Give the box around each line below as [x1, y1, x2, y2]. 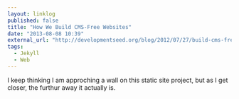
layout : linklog [7, 10, 55, 18]
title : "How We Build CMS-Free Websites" [7, 23, 132, 30]
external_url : [7, 37, 50, 44]
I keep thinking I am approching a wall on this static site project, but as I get [7, 76, 228, 84]
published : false [7, 17, 59, 24]
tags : [7, 43, 23, 50]
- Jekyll [14, 50, 40, 57]
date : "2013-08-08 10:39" [7, 30, 84, 37]
